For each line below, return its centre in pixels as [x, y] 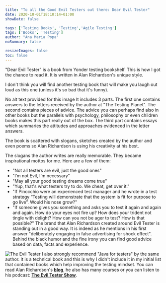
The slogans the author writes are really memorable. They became [73, 155]
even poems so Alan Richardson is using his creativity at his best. [72, 146]
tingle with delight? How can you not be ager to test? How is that [79, 218]
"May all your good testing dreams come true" [60, 181]
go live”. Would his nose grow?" [45, 202]
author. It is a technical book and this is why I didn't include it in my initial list [83, 259]
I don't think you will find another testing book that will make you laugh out [81, 84]
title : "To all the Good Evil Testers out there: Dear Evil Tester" [78, 10]
